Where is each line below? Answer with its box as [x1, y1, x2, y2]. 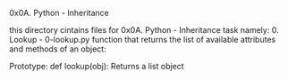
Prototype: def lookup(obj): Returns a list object [9, 61, 185, 71]
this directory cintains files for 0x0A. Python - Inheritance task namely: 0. [9, 25, 279, 35]
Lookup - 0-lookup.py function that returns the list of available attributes [9, 35, 276, 44]
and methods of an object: [9, 44, 106, 54]
